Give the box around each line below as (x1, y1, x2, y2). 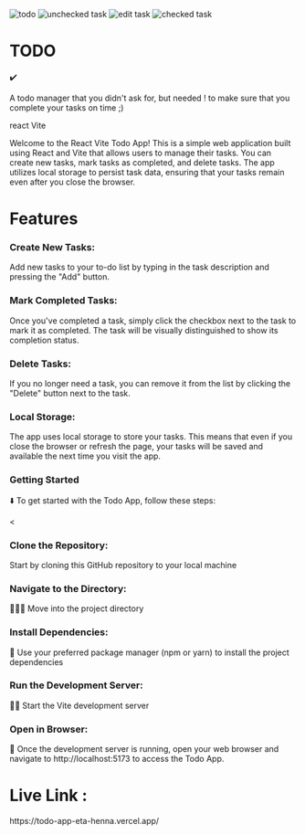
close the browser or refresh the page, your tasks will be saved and (9, 441, 263, 452)
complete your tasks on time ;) (9, 101, 124, 113)
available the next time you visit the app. (9, 450, 162, 461)
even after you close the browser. (9, 176, 135, 187)
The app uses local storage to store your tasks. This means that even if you (9, 431, 293, 442)
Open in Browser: (9, 723, 89, 735)
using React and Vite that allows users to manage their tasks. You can (9, 147, 272, 158)
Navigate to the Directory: (9, 582, 127, 595)
